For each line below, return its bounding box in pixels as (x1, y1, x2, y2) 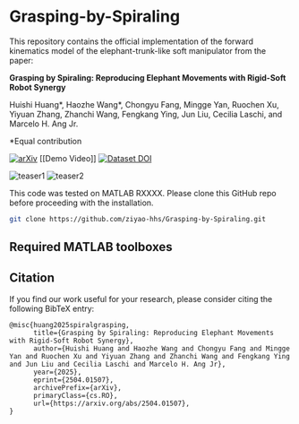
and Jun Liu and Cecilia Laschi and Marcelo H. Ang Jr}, (9, 360, 226, 369)
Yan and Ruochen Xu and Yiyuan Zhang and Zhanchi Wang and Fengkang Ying (9, 352, 291, 361)
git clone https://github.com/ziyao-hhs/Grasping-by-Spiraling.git (9, 214, 267, 223)
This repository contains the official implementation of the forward (9, 36, 253, 47)
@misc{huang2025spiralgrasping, (9, 321, 130, 330)
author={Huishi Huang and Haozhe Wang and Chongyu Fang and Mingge (32, 344, 291, 353)
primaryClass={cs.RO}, (32, 392, 118, 401)
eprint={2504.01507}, (32, 376, 115, 385)
